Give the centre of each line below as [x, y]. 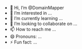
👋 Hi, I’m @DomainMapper [37, 8]
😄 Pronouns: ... [26, 36]
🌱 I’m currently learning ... [36, 18]
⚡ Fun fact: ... [23, 42]
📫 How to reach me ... [33, 29]
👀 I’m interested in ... [31, 13]
